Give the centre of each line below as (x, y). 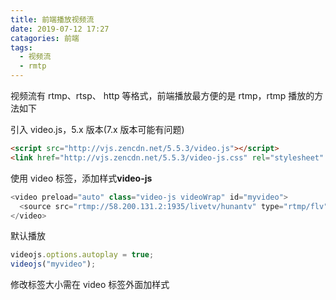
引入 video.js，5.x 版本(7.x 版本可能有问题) (97, 129)
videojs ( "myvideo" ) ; (53, 264)
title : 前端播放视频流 (52, 19)
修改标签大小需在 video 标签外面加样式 (90, 285)
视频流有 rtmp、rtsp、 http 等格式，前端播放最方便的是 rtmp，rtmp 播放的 (162, 95)
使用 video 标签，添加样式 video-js (81, 178)
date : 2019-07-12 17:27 (60, 29)
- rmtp (33, 66)
